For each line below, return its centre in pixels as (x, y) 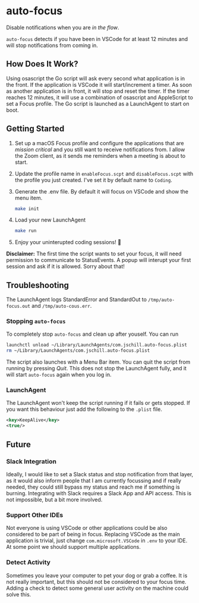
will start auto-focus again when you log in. (59, 375)
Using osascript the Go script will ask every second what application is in (96, 78)
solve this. (19, 594)
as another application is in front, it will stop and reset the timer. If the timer (98, 91)
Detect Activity (28, 563)
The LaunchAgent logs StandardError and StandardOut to (77, 299)
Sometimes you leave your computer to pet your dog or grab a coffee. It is (97, 575)
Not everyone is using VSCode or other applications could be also (87, 528)
